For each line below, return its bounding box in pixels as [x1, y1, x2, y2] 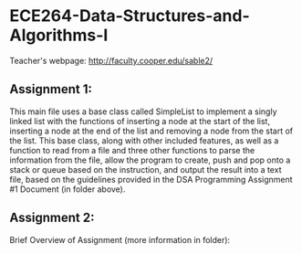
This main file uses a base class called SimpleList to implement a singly [9, 106, 277, 117]
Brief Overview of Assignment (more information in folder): [9, 234, 231, 245]
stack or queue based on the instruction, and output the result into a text [9, 164, 282, 175]
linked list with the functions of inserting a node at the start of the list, [9, 115, 271, 126]
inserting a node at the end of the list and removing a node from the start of [9, 125, 294, 136]
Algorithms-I [9, 25, 109, 46]
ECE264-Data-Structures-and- [9, 5, 250, 26]
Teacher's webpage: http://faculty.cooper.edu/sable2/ [9, 55, 213, 66]
